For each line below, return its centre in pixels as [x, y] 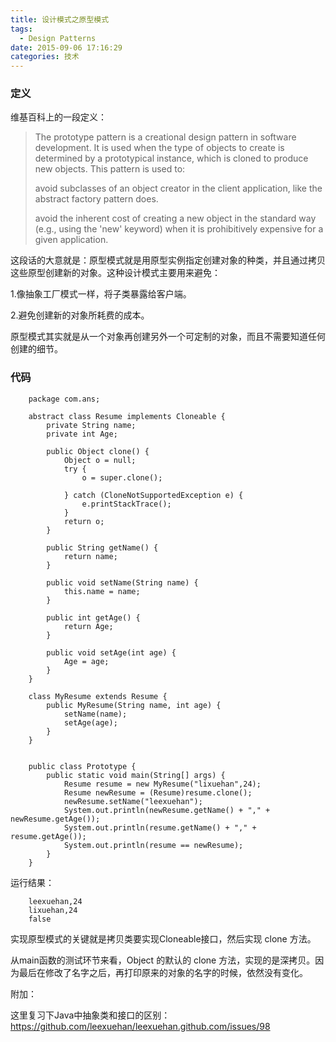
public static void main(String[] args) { [136, 775]
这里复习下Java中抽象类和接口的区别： [90, 1015]
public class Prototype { [82, 766]
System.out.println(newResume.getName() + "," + [167, 810]
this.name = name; [102, 591]
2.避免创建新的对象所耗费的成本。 [80, 315]
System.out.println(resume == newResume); [153, 845]
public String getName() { [102, 547]
